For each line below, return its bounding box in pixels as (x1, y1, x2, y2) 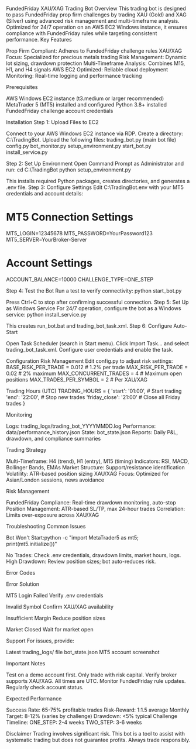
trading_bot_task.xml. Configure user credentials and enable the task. (6, 346, 174, 353)
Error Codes (6, 569, 36, 576)
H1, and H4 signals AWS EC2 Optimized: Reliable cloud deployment (6, 66, 169, 73)
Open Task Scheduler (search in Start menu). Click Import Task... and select (6, 339, 189, 347)
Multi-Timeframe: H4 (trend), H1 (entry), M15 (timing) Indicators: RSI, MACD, (6, 458, 190, 465)
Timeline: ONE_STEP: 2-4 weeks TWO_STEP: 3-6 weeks (6, 719, 142, 726)
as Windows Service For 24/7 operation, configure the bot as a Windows (6, 304, 181, 312)
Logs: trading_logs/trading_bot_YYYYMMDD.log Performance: (6, 422, 156, 430)
